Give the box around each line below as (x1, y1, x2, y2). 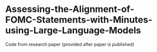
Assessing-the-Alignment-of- (5, 3, 134, 15)
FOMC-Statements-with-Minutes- (5, 14, 153, 25)
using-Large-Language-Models (5, 25, 141, 36)
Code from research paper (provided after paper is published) (5, 41, 135, 47)
